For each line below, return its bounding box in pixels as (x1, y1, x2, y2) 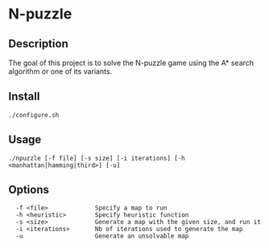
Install (8, 90, 40, 104)
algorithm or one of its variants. (8, 67, 113, 76)
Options (8, 183, 50, 197)
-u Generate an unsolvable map (15, 232, 189, 241)
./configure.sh (8, 111, 60, 119)
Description (8, 37, 68, 51)
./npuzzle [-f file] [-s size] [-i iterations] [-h (8, 154, 185, 162)
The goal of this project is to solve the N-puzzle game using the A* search (8, 58, 255, 67)
